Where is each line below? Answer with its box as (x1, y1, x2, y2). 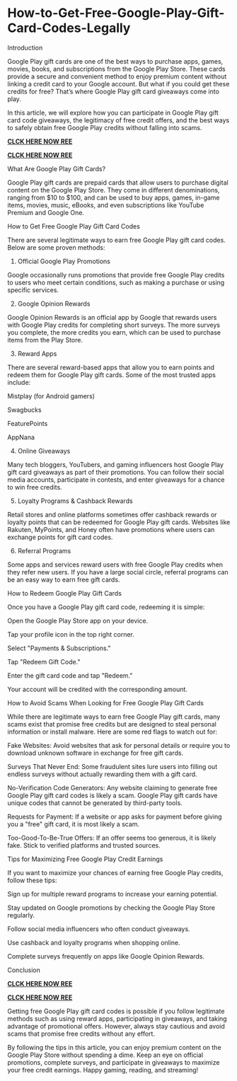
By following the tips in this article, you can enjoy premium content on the (7, 1043, 221, 1051)
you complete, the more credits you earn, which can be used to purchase (7, 328, 221, 337)
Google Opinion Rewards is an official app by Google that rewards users (7, 313, 217, 321)
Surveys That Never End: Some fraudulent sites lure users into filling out (7, 762, 218, 770)
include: (7, 378, 31, 386)
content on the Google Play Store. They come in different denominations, (7, 185, 220, 194)
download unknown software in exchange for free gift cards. (7, 748, 184, 757)
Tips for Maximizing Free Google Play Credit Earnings (7, 855, 163, 863)
